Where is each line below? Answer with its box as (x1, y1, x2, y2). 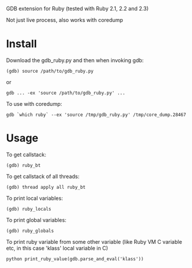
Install (6, 37, 37, 51)
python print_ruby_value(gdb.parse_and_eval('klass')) (6, 256, 144, 262)
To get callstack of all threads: (6, 173, 80, 180)
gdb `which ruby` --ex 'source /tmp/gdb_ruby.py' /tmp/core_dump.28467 (6, 112, 186, 118)
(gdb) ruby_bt (6, 162, 41, 168)
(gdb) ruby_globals (6, 228, 54, 234)
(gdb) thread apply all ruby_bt (6, 184, 86, 190)
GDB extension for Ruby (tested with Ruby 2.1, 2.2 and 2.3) (6, 5, 149, 12)
